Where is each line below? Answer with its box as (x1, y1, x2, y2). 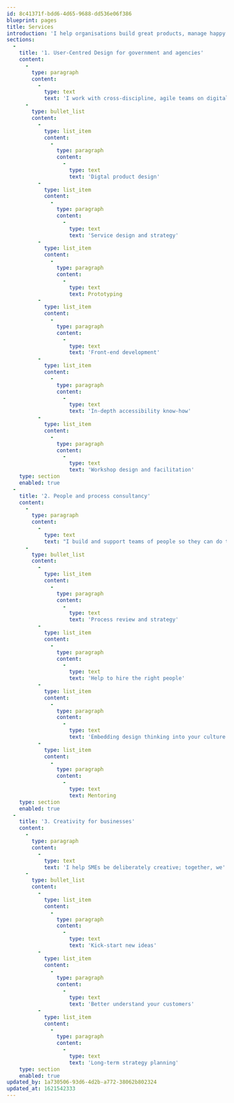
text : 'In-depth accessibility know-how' (68, 408, 191, 415)
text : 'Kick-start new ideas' (68, 942, 157, 949)
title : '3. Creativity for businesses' (19, 818, 136, 825)
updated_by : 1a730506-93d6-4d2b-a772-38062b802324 (6, 1078, 157, 1086)
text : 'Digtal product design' (68, 173, 160, 180)
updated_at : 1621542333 (6, 1085, 76, 1092)
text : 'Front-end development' (68, 349, 160, 356)
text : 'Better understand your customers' (68, 1000, 195, 1008)
